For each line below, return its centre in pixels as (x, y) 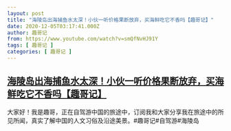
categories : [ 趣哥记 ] (40, 52)
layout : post (26, 13)
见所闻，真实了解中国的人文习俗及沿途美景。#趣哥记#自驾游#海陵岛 (103, 120)
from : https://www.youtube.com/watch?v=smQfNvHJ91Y (82, 39)
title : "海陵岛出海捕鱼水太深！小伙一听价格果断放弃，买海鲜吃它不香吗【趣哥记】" (111, 20)
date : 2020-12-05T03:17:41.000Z (53, 26)
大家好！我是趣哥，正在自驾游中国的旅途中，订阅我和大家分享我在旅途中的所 (115, 112)
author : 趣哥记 (27, 33)
